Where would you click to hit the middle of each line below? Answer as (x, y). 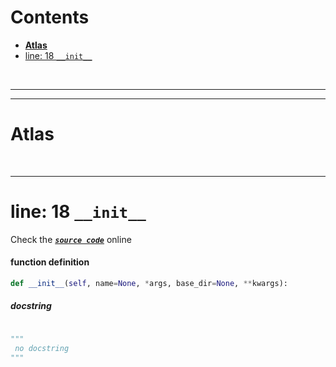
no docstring (42, 348)
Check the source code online (71, 239)
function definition (50, 262)
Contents (50, 17)
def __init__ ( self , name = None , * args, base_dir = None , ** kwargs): (149, 284)
